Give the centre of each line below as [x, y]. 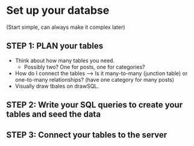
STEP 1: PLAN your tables [55, 46]
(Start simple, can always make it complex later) [66, 27]
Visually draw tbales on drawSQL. [57, 86]
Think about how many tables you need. [65, 60]
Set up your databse [58, 11]
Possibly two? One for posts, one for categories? [85, 67]
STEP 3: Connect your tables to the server [87, 135]
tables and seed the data [54, 114]
